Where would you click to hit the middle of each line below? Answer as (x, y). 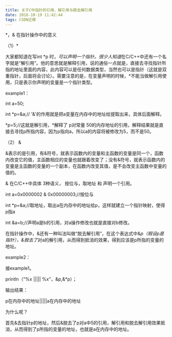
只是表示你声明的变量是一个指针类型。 (55, 82)
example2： (18, 257)
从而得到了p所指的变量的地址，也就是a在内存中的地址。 (73, 329)
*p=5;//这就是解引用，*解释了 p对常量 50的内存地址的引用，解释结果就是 (82, 125)
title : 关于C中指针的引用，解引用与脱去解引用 (49, 10)
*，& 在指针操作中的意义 (31, 35)
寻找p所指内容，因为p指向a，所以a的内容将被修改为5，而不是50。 (84, 132)
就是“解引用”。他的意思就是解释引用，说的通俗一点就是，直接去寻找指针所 (88, 63)
